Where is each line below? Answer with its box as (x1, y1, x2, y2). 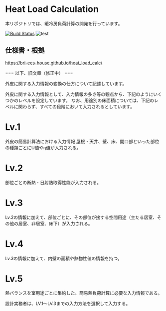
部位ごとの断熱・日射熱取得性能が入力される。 (5, 179, 101, 185)
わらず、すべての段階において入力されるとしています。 (22, 104, 135, 109)
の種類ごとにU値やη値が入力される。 (5, 144, 81, 150)
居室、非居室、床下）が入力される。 (18, 220, 93, 226)
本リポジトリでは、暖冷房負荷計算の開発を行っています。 (5, 20, 123, 26)
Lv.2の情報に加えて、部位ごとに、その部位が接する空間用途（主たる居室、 (5, 214, 157, 220)
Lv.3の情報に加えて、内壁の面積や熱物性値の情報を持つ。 (5, 255, 122, 261)
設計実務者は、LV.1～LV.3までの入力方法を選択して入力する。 (5, 301, 131, 307)
